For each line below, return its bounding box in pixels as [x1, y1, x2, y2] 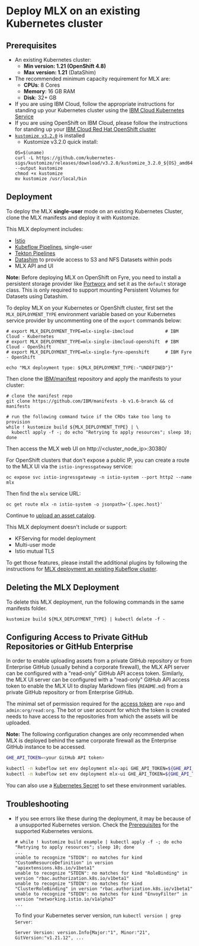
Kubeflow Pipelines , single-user [14, 243, 93, 250]
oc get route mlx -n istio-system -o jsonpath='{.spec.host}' [6, 501, 163, 507]
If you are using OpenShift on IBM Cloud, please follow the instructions [14, 119, 188, 126]
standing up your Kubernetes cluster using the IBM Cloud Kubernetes [14, 107, 185, 113]
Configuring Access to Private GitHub [6, 632, 148, 642]
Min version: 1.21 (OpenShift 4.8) [23, 62, 107, 70]
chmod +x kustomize [14, 171, 63, 176]
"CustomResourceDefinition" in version [14, 860, 114, 866]
